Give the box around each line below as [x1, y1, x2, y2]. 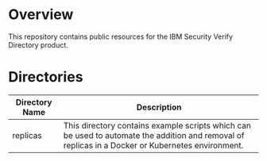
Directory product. [8, 40, 69, 49]
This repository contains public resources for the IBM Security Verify [8, 32, 233, 41]
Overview [8, 6, 74, 24]
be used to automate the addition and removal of [63, 129, 245, 140]
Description [136, 102, 182, 113]
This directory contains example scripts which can [63, 120, 252, 131]
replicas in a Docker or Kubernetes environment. [63, 140, 244, 151]
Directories [8, 68, 83, 86]
